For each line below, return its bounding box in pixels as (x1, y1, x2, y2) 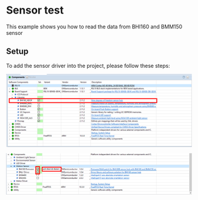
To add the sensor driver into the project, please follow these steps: (6, 62, 170, 69)
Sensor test (6, 4, 64, 17)
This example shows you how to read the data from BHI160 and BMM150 (6, 23, 183, 30)
